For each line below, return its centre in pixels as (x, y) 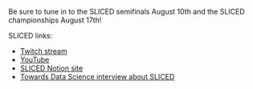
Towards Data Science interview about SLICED (97, 77)
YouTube (35, 60)
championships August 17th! (55, 20)
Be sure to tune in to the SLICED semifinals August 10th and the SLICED (126, 12)
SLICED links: (31, 36)
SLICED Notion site (51, 68)
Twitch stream (43, 51)
